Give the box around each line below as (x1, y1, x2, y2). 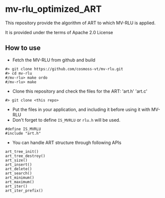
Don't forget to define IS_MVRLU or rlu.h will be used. (12, 117, 121, 123)
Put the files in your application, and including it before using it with (12, 106, 151, 112)
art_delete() (5, 166, 32, 171)
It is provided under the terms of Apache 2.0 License (5, 29, 113, 35)
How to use (5, 44, 41, 52)
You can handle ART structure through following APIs (12, 140, 122, 146)
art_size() (5, 157, 28, 163)
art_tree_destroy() (5, 153, 46, 158)
